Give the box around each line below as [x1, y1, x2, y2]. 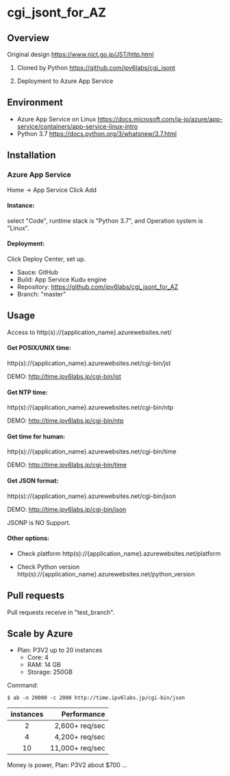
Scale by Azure [7, 628, 73, 639]
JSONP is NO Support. [7, 518, 71, 526]
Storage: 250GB [27, 668, 73, 677]
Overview [7, 32, 50, 44]
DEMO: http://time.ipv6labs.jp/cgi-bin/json [7, 505, 127, 513]
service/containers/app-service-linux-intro [16, 122, 138, 130]
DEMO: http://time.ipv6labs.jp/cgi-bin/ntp [7, 416, 125, 425]
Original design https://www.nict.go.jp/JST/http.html [7, 50, 154, 58]
